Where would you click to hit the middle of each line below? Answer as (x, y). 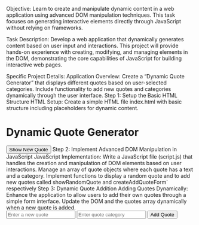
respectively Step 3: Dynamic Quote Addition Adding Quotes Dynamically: (97, 188)
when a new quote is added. (41, 207)
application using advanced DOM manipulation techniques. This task (91, 15)
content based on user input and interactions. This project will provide (92, 45)
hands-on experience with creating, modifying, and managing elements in (97, 52)
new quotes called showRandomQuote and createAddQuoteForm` (87, 182)
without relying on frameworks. (45, 28)
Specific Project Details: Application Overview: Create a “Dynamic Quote (96, 76)
